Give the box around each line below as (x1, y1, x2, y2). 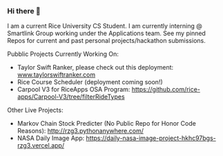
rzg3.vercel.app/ (17, 142, 64, 150)
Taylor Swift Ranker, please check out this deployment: (17, 64, 174, 72)
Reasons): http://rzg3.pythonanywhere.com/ (17, 127, 144, 135)
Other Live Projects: (7, 106, 64, 115)
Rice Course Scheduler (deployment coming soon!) (17, 78, 164, 86)
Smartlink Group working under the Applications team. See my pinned (7, 29, 206, 37)
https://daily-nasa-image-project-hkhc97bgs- (86, 134, 216, 142)
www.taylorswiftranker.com (17, 70, 96, 79)
